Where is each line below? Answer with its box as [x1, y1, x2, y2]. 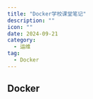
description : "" [7, 17, 55, 24]
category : [7, 37, 37, 44]
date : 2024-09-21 [7, 30, 58, 37]
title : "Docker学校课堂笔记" [7, 10, 87, 18]
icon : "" [7, 23, 33, 30]
